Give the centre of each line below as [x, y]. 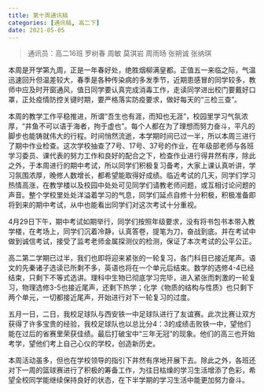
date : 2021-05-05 [37, 30]
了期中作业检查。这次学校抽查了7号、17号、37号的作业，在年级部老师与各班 [131, 146]
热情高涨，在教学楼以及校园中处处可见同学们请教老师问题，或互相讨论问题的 [132, 185]
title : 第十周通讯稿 [38, 15]
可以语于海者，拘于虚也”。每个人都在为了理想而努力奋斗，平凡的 [150, 126]
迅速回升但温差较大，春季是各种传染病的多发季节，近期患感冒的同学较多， [128, 80]
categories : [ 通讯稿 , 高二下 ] [54, 23]
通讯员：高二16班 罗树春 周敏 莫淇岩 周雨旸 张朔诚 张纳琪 [119, 54]
